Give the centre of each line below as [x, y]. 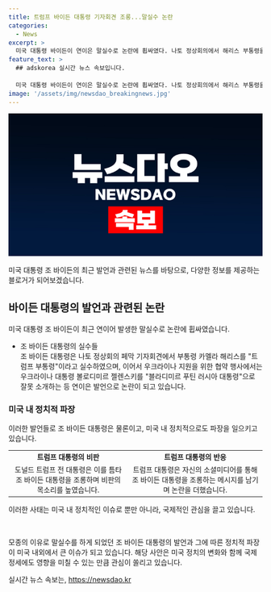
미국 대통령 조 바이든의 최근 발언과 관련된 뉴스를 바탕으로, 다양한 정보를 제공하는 [134, 270]
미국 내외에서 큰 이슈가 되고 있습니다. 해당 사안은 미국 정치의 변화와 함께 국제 [137, 552]
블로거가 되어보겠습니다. [46, 280]
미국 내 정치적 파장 [42, 409]
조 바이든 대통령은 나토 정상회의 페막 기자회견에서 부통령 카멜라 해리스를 [133, 356]
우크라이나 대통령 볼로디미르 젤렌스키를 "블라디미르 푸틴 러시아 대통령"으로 [138, 376]
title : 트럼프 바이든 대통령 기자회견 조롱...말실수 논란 [91, 17]
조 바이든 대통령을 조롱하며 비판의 [68, 480]
